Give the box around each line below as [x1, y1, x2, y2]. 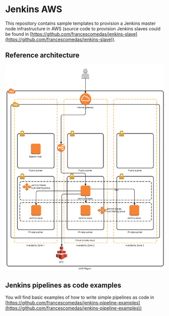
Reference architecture [5, 51, 80, 60]
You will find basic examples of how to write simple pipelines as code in [5, 294, 154, 300]
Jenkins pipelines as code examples [5, 281, 122, 290]
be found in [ [5, 31, 32, 37]
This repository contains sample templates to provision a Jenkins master [5, 20, 156, 26]
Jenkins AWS [5, 4, 63, 15]
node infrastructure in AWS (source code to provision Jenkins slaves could [5, 25, 160, 31]
